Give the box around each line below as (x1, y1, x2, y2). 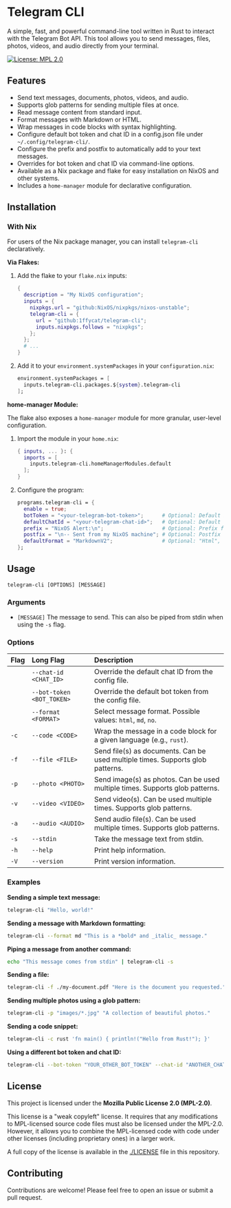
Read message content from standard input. (16, 108, 142, 116)
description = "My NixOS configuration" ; (23, 291, 144, 299)
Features (7, 75, 46, 87)
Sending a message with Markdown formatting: (7, 919, 146, 927)
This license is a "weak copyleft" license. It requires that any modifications (7, 1112, 219, 1120)
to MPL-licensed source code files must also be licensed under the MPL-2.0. (7, 1119, 223, 1128)
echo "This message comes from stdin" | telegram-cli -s (7, 958, 174, 965)
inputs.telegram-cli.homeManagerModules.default (30, 460, 172, 468)
